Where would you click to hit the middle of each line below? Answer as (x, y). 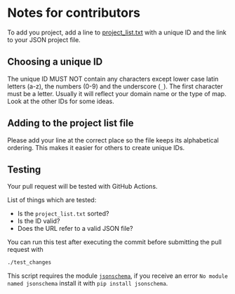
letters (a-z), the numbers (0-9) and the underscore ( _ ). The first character (115, 86)
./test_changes (29, 262)
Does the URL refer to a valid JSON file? (75, 229)
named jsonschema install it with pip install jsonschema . (88, 283)
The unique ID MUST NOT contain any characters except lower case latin (113, 79)
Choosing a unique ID (55, 62)
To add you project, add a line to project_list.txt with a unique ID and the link (117, 32)
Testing (24, 169)
